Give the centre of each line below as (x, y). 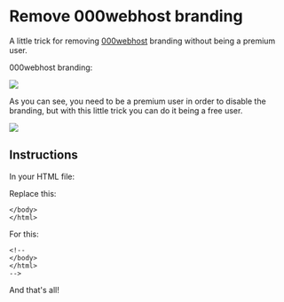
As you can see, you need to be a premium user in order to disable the (138, 101)
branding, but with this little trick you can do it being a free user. (126, 110)
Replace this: (33, 193)
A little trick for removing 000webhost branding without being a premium (142, 41)
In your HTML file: (42, 176)
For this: (24, 234)
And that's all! (34, 290)
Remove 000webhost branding (126, 16)
